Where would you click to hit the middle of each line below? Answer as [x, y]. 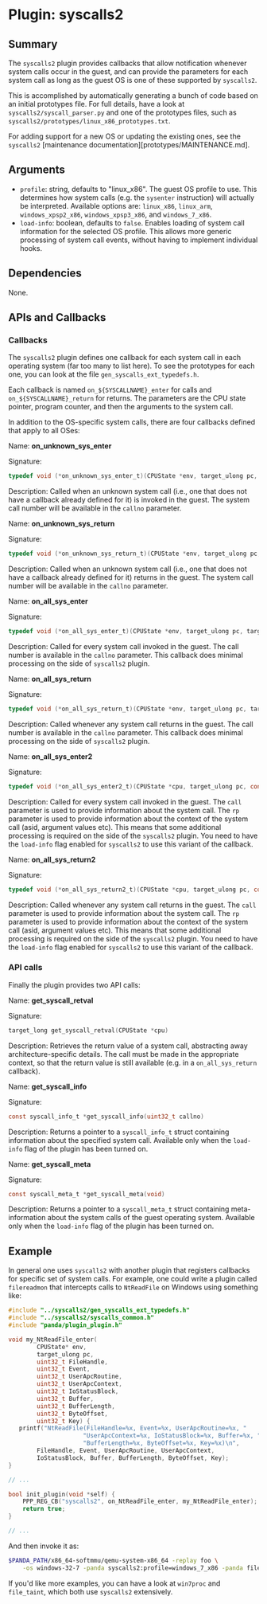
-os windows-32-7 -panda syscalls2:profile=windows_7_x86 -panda [133, 1568]
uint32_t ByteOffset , [73, 1414]
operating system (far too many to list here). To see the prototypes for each [132, 366]
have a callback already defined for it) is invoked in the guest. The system [129, 500]
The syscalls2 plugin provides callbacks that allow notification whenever [128, 63]
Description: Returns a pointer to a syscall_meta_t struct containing [119, 1209]
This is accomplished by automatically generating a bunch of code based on [133, 96]
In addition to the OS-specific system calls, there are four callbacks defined [132, 422]
